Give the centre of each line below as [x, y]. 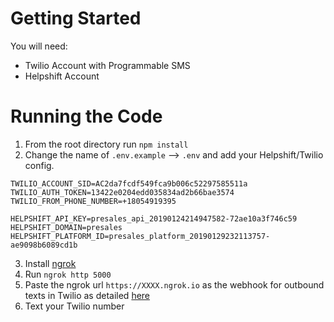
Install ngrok [50, 263]
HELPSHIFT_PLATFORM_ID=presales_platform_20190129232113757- [140, 236]
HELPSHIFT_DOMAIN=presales [66, 227]
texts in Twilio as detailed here [87, 295]
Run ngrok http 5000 [68, 274]
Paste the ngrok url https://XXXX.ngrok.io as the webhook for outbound [174, 284]
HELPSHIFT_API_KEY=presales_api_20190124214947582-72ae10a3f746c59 [154, 218]
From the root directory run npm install [106, 144]
